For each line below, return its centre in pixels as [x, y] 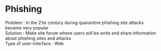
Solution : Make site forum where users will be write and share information [81, 33]
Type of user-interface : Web [35, 43]
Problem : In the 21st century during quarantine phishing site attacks [75, 23]
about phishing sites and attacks [38, 38]
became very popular [27, 27]
